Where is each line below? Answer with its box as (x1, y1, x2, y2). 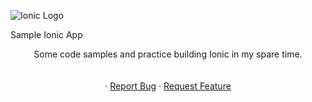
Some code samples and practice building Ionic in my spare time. (33, 48, 303, 60)
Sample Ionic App (10, 29, 83, 40)
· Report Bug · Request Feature (104, 80, 232, 92)
